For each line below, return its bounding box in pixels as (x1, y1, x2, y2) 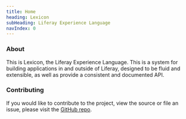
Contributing (6, 86, 44, 94)
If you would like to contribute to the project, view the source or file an (6, 99, 179, 107)
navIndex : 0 (6, 25, 36, 32)
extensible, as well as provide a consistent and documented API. (6, 71, 165, 78)
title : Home (6, 8, 36, 15)
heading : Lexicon (6, 14, 49, 20)
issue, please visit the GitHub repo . (6, 105, 92, 113)
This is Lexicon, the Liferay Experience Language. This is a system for (6, 58, 178, 65)
